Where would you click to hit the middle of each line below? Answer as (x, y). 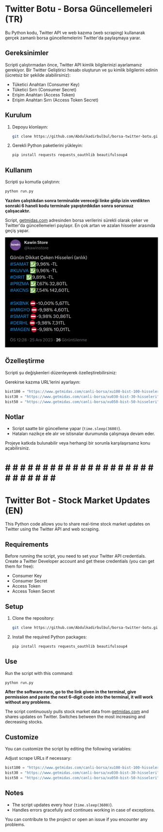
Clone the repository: (33, 618)
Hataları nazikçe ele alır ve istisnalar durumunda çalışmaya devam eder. (83, 434)
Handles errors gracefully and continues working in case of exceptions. (83, 810)
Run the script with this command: (39, 673)
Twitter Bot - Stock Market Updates (78, 500)
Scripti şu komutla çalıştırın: (33, 182)
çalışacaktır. (18, 211)
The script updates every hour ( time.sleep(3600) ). (62, 805)
